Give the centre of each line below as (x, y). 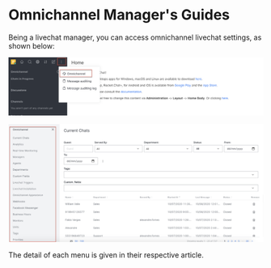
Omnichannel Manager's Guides (119, 15)
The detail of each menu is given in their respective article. (106, 255)
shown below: (32, 45)
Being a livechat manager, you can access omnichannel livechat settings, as (135, 37)
